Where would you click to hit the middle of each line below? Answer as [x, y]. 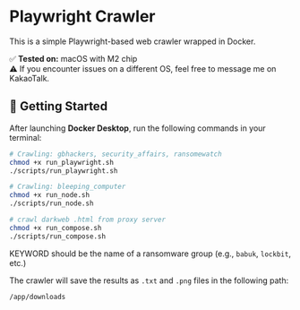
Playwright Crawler [82, 17]
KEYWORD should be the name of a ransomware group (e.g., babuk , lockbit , [150, 254]
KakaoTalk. [30, 78]
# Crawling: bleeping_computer [68, 187]
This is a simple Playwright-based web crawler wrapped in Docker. [133, 41]
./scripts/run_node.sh [51, 203]
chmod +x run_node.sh [50, 195]
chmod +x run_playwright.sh [62, 162]
